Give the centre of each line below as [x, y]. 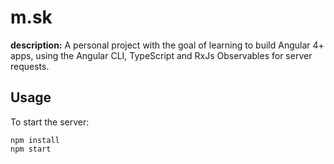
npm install [35, 140]
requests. [30, 66]
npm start [31, 149]
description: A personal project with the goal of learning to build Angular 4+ [167, 45]
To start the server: [50, 122]
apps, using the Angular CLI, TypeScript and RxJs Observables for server [161, 55]
